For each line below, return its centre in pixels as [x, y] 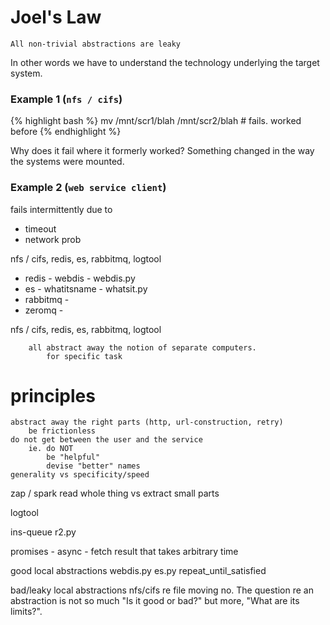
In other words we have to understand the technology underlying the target [165, 62]
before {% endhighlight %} [66, 132]
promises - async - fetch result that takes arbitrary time [124, 552]
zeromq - [44, 310]
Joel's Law [56, 17]
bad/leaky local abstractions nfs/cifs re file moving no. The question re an [162, 590]
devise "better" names [93, 466]
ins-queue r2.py [43, 532]
